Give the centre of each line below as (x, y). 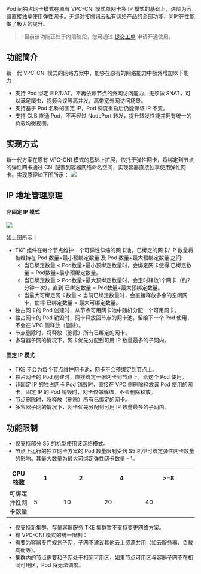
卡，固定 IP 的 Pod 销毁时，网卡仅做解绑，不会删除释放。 (86, 392)
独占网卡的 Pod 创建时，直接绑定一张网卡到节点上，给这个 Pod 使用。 (101, 377)
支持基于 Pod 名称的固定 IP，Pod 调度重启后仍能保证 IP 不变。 (92, 108)
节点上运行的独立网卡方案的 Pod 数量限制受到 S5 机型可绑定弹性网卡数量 (104, 451)
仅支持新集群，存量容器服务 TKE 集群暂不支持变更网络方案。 (89, 528)
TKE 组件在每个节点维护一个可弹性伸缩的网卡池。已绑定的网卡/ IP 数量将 (104, 250)
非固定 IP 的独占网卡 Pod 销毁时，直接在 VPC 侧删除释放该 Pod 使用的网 (104, 385)
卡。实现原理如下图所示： (38, 174)
